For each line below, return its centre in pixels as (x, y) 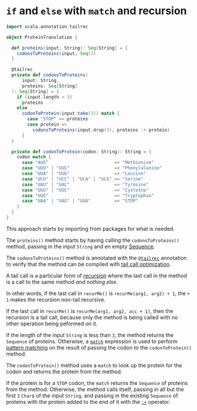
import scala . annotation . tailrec (47, 27)
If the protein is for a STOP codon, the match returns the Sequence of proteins (97, 383)
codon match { (34, 157)
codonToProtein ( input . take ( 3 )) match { (70, 113)
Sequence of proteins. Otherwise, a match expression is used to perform (92, 341)
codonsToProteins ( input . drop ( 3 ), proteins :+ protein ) (101, 130)
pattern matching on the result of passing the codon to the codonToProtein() (99, 347)
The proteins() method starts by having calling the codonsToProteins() (93, 240)
